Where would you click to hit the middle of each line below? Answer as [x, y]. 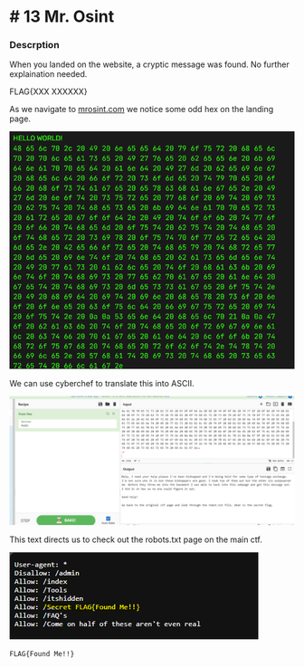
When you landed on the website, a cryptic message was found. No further [149, 64]
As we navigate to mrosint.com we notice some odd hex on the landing [142, 110]
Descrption [35, 45]
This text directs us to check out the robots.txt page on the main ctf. [136, 539]
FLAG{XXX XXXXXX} [48, 91]
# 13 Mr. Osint [62, 17]
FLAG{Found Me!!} [42, 653]
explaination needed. [48, 74]
